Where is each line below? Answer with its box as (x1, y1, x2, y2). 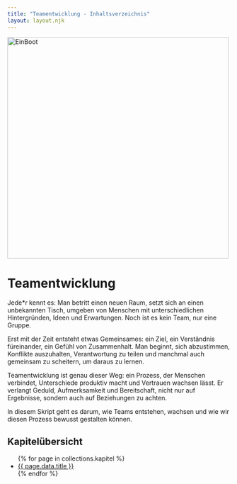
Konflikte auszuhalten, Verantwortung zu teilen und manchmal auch (7, 350, 205, 359)
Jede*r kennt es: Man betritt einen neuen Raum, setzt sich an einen (7, 298, 204, 307)
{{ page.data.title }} (17, 462, 74, 471)
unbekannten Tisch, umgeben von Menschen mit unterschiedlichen (7, 306, 204, 315)
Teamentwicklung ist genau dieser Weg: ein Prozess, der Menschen (7, 371, 206, 380)
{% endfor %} (17, 469, 59, 478)
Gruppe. (7, 321, 32, 330)
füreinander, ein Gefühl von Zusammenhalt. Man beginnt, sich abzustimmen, (7, 342, 230, 351)
